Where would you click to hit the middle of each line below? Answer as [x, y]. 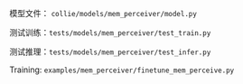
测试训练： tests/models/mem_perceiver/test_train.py [110, 33]
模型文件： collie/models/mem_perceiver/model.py [103, 13]
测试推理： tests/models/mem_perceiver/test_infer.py [110, 51]
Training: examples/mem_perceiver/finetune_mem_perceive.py [122, 70]
